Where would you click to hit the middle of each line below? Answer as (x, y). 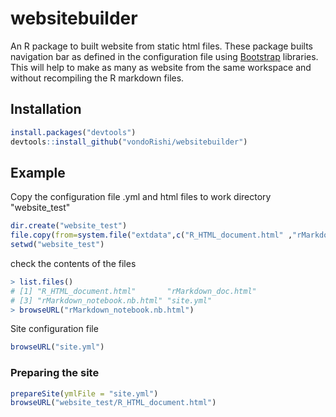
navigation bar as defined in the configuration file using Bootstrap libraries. (164, 56)
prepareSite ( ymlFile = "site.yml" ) (84, 393)
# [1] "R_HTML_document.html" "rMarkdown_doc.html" (133, 291)
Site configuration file (54, 329)
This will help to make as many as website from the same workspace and (161, 67)
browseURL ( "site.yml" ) (57, 347)
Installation (46, 109)
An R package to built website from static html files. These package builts (161, 46)
